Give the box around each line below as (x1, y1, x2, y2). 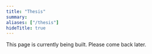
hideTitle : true (6, 25, 46, 31)
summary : (6, 14, 28, 20)
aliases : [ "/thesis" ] (6, 19, 59, 25)
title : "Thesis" (6, 8, 46, 15)
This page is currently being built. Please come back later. (6, 41, 147, 48)
